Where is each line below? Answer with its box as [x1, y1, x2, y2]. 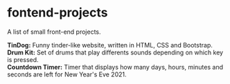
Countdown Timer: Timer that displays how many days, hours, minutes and [7, 63, 224, 71]
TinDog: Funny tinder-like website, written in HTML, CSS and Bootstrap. [7, 41, 213, 49]
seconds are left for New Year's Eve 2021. [7, 70, 127, 78]
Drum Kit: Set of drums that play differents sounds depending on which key [7, 48, 224, 56]
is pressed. [7, 55, 39, 63]
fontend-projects [7, 5, 108, 21]
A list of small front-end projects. [7, 28, 102, 36]
